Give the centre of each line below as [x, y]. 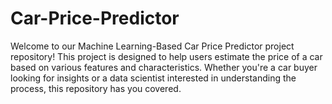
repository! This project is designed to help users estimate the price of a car [166, 56]
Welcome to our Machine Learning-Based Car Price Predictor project [152, 46]
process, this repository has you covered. [96, 88]
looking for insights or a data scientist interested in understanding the [153, 78]
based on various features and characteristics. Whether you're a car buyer [164, 67]
